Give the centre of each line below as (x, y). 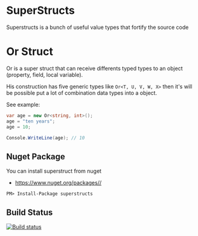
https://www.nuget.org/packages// (58, 183)
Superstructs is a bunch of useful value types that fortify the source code (97, 27)
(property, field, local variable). (45, 75)
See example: (23, 104)
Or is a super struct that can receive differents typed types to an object (94, 68)
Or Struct (30, 52)
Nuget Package (36, 157)
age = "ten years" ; (31, 121)
